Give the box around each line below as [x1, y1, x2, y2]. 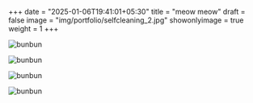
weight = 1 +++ [8, 24, 59, 33]
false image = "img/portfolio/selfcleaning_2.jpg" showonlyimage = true [8, 15, 244, 25]
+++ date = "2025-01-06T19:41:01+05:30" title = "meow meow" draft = [8, 7, 246, 16]
